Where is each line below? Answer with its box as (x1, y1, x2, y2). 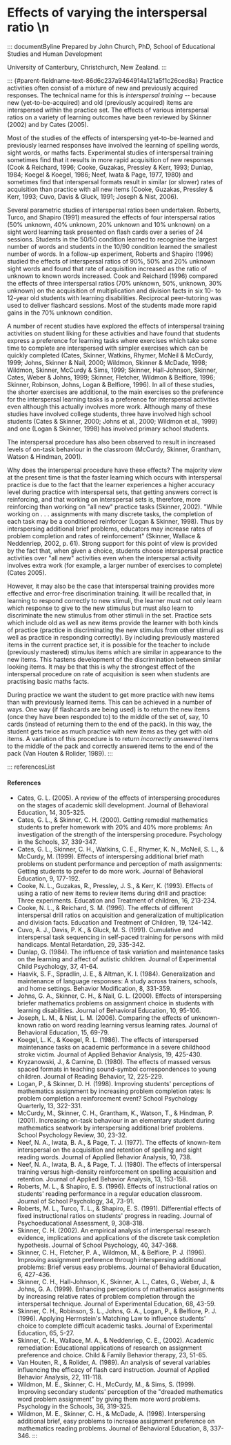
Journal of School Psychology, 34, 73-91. (17, 1197, 134, 1206)
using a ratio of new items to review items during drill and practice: (17, 889, 207, 898)
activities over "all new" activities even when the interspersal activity (7, 553, 202, 562)
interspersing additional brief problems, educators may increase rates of (7, 524, 213, 533)
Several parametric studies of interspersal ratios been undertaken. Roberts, (7, 206, 221, 214)
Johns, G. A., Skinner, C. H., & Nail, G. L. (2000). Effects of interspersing (17, 992, 222, 1000)
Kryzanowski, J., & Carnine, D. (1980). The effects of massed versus (17, 1058, 212, 1066)
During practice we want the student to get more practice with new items (7, 690, 215, 698)
